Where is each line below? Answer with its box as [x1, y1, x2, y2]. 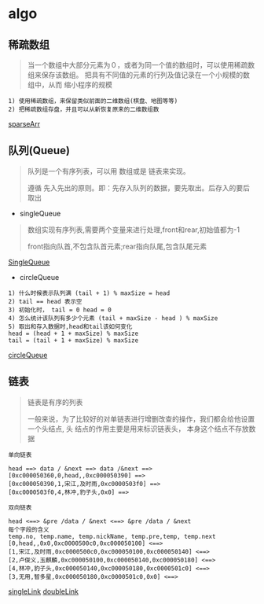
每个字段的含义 [8, 525, 49, 533]
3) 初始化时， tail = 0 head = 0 [8, 306, 112, 314]
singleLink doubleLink [8, 587, 79, 596]
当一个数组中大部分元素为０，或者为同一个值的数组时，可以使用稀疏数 [27, 61, 255, 69]
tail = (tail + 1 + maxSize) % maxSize [8, 336, 139, 344]
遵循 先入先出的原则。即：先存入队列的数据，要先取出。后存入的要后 [27, 182, 250, 193]
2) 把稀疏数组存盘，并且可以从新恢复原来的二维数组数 [8, 105, 159, 113]
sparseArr [8, 120, 41, 128]
